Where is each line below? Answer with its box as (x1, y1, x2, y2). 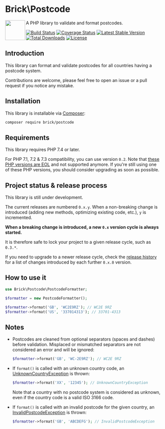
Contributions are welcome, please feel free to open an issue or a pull (5, 77, 147, 83)
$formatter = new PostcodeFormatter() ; (5, 295, 88, 301)
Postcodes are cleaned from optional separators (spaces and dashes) (12, 336, 155, 342)
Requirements (5, 133, 50, 142)
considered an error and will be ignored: (12, 347, 95, 353)
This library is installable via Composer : (5, 110, 86, 116)
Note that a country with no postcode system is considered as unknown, (12, 389, 161, 395)
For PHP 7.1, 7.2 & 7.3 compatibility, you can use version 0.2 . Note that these (5, 156, 160, 162)
